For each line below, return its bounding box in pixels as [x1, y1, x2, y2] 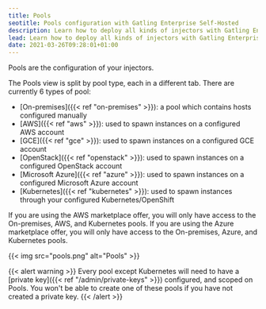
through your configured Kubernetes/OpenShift [19, 195, 175, 205]
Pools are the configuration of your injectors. [8, 63, 154, 72]
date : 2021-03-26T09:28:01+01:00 [8, 41, 119, 49]
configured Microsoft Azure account [19, 178, 139, 187]
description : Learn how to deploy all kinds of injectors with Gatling [8, 26, 249, 34]
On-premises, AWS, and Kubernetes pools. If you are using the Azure [8, 219, 234, 229]
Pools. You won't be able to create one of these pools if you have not [8, 284, 234, 293]
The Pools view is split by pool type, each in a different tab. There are [8, 79, 235, 88]
